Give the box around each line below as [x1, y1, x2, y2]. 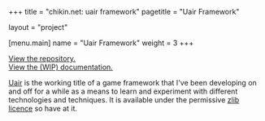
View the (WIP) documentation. [8, 62, 114, 72]
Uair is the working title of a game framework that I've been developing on [8, 78, 258, 87]
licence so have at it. [8, 104, 78, 113]
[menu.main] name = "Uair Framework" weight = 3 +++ [8, 38, 194, 48]
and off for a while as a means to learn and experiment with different [8, 86, 238, 96]
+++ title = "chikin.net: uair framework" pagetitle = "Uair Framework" [8, 7, 240, 16]
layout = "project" [8, 23, 68, 31]
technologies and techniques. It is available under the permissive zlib [8, 95, 240, 104]
